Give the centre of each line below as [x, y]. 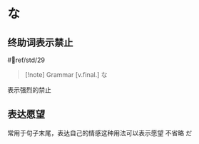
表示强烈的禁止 [29, 90]
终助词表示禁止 [40, 42]
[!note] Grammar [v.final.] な [66, 74]
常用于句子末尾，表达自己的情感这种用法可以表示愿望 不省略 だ [100, 133]
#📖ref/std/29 [26, 60]
